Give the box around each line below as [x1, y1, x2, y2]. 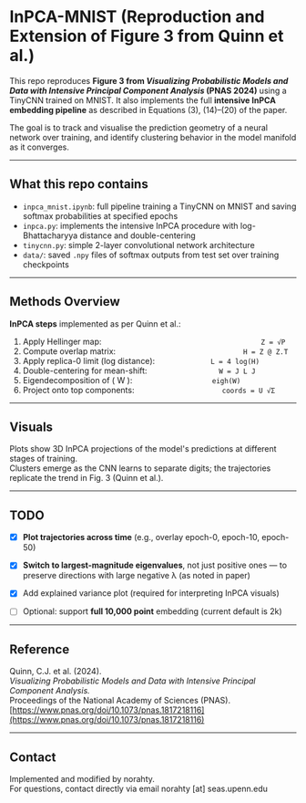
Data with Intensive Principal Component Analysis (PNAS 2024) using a [9, 85, 287, 96]
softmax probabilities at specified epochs [22, 210, 178, 221]
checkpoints [22, 258, 70, 270]
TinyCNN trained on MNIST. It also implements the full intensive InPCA [9, 94, 276, 106]
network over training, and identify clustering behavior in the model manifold [9, 131, 297, 142]
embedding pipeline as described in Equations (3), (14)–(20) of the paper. [9, 104, 288, 115]
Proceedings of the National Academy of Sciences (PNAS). [9, 695, 230, 706]
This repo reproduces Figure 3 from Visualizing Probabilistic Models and [9, 75, 289, 86]
